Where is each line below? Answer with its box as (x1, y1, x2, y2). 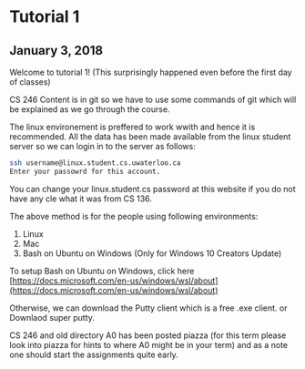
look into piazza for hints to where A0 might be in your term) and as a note (9, 339, 289, 350)
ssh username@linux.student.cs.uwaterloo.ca (9, 159, 181, 168)
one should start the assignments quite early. (9, 349, 179, 360)
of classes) (9, 77, 52, 87)
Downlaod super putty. (9, 312, 96, 323)
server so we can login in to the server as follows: (9, 141, 196, 151)
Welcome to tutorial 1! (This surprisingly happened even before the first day (9, 67, 293, 77)
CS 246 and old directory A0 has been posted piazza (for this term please (9, 330, 287, 341)
